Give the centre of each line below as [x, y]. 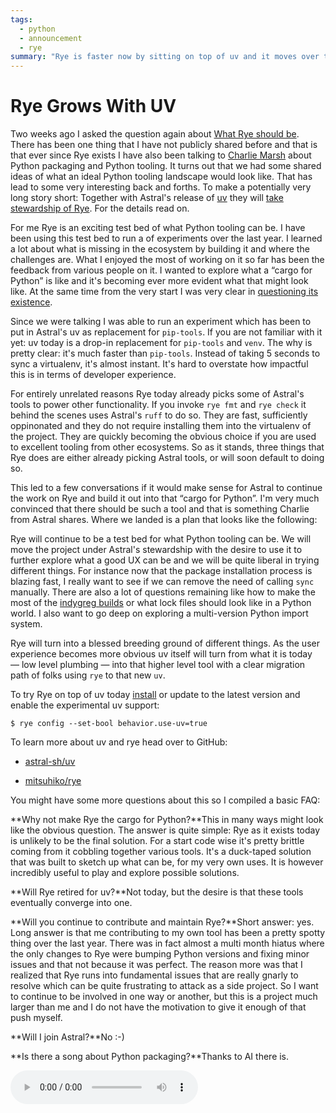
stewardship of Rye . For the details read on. [100, 208]
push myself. [36, 1018]
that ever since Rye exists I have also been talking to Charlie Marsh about [161, 155]
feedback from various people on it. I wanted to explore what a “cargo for [161, 270]
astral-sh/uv [50, 762]
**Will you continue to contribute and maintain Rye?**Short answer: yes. [162, 922]
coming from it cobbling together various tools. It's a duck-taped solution [161, 852]
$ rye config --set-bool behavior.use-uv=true [109, 724]
